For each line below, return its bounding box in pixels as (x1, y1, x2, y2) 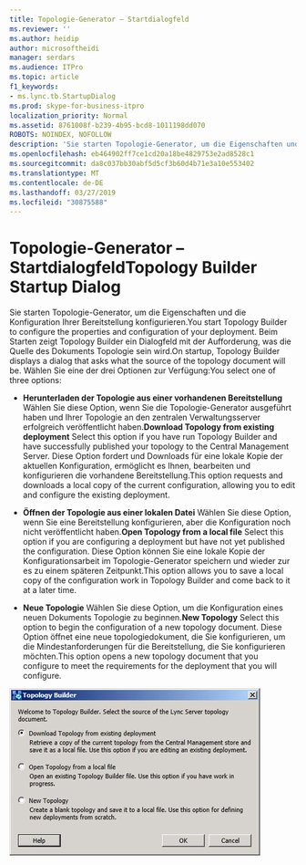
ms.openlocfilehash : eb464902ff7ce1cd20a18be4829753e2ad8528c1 (9, 150, 255, 159)
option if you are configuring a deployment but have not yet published (22, 537, 285, 547)
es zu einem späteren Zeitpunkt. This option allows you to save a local (22, 566, 284, 577)
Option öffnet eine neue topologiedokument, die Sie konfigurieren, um (22, 631, 286, 642)
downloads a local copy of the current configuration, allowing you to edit (22, 480, 296, 491)
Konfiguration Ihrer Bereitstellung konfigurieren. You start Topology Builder (9, 317, 288, 328)
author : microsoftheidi (9, 44, 100, 53)
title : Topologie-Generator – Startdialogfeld (9, 15, 189, 24)
